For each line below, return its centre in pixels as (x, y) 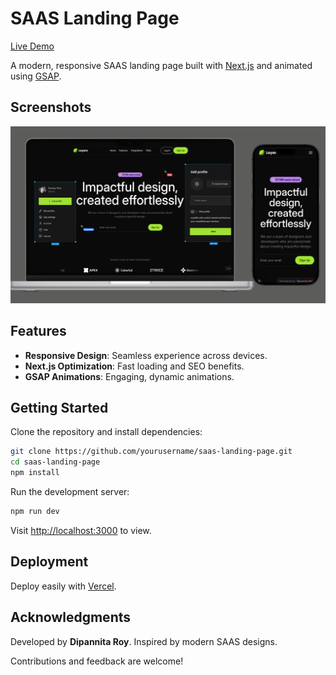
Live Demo (32, 46)
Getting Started (59, 407)
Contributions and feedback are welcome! (97, 661)
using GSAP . (36, 76)
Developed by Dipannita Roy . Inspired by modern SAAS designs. (144, 641)
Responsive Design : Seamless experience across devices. (146, 355)
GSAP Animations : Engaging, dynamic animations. (129, 376)
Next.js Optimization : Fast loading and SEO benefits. (134, 366)
